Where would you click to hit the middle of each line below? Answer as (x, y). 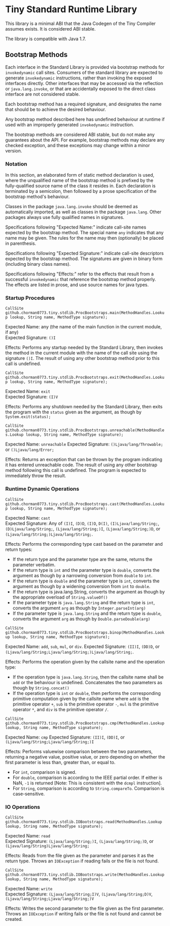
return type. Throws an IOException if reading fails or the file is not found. (82, 861)
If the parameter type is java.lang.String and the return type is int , (84, 602)
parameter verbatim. (34, 565)
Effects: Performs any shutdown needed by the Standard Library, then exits (84, 407)
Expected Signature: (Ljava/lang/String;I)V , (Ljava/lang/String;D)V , (79, 894)
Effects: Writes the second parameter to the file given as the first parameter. (85, 908)
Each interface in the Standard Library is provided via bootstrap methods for (85, 67)
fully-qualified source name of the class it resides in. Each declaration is (80, 186)
